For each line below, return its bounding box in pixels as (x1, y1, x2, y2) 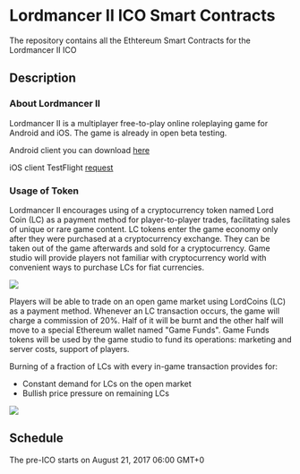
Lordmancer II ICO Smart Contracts (9, 5, 276, 26)
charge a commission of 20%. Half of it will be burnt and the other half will (9, 315, 284, 325)
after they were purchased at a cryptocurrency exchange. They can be (9, 233, 270, 244)
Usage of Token (9, 185, 79, 197)
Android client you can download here (9, 144, 150, 155)
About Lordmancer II (9, 98, 101, 110)
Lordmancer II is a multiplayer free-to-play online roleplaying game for (9, 117, 269, 128)
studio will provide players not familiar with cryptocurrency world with (9, 252, 267, 263)
